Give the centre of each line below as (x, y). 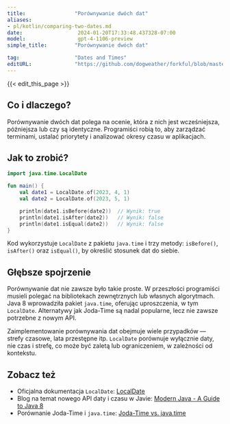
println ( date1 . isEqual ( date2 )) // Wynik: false (92, 224)
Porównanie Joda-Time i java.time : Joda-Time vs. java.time (101, 413)
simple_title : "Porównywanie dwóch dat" (78, 45)
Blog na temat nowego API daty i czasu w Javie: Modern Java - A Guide (118, 398)
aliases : (20, 20)
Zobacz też (31, 375)
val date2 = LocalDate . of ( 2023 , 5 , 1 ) (75, 199)
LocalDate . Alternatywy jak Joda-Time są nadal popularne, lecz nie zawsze (113, 311)
